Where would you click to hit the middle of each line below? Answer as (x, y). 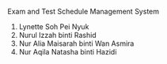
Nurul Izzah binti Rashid (57, 35)
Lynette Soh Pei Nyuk (54, 26)
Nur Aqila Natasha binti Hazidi (68, 52)
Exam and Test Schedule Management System (83, 11)
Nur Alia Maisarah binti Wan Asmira (76, 43)
